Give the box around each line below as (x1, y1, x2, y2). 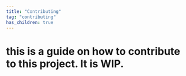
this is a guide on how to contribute (6, 44, 180, 58)
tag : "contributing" (6, 14, 57, 20)
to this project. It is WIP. (6, 57, 124, 70)
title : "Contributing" (6, 8, 61, 15)
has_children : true (6, 19, 54, 25)
